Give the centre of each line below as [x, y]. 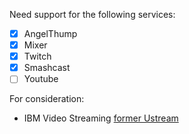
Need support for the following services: [92, 14]
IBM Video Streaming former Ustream [101, 118]
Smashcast [47, 68]
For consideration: [47, 99]
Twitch [37, 56]
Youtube [41, 79]
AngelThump [50, 33]
